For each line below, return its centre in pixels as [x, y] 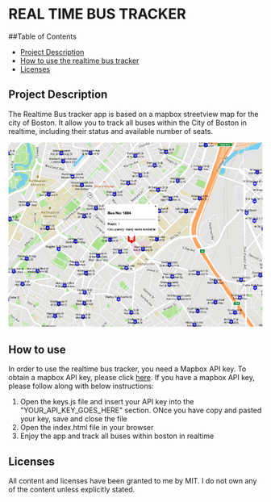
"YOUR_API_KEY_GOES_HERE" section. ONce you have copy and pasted [141, 410]
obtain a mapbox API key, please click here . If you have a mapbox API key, [132, 378]
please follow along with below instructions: [81, 386]
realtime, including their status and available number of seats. [111, 131]
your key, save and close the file [73, 419]
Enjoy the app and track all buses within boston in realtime [117, 436]
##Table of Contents [42, 36]
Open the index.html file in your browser [87, 428]
